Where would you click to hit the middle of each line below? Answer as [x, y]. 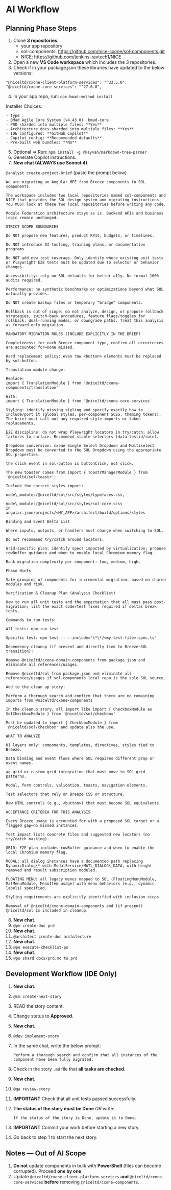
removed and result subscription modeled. [52, 870]
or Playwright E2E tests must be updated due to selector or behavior [82, 263]
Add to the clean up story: [36, 687]
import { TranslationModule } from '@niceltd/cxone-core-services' [79, 401]
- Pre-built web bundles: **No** [41, 142]
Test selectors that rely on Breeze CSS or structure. [65, 794]
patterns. [16, 776]
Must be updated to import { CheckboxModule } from [62, 723]
